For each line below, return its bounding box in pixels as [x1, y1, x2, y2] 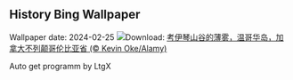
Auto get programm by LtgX [9, 60, 111, 71]
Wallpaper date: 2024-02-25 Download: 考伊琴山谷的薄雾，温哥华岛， [9, 31, 276, 43]
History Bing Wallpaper [9, 7, 141, 22]
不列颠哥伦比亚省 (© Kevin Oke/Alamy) [24, 43, 167, 53]
